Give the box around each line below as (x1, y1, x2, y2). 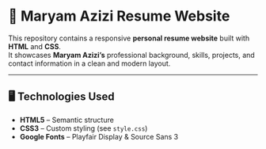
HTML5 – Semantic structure (19, 115, 115, 124)
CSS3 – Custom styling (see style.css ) (19, 123, 148, 133)
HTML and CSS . (8, 41, 62, 51)
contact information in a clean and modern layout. (8, 59, 171, 68)
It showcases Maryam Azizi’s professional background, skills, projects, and (8, 50, 255, 59)
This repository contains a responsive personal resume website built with (8, 33, 250, 43)
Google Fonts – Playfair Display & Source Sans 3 (19, 132, 179, 141)
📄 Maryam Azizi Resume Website (8, 7, 230, 25)
